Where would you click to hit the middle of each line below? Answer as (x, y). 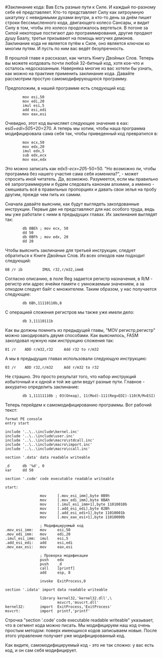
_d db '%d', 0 (25, 466)
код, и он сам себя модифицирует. (41, 650)
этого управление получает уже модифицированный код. (65, 636)
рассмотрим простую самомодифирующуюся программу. (66, 79)
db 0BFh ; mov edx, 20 (45, 237)
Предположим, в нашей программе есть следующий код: (65, 88)
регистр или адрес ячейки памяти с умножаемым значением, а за (75, 284)
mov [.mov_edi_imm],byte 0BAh (75, 500)
